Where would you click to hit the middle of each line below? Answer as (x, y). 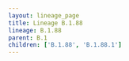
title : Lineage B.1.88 (46, 23)
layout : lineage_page (44, 15)
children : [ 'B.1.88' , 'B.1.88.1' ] (65, 45)
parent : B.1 (28, 38)
